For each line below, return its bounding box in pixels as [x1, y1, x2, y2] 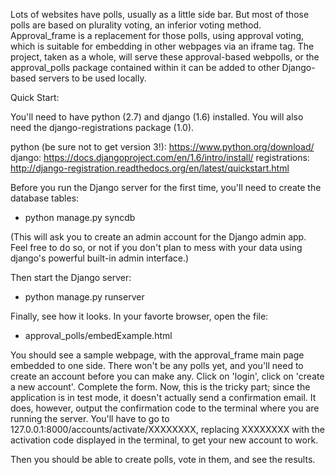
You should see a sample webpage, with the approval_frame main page [10, 349, 305, 361]
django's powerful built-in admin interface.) [10, 252, 190, 264]
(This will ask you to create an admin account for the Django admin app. [10, 231, 307, 243]
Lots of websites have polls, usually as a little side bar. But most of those [10, 9, 310, 20]
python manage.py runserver [24, 291, 145, 303]
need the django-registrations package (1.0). [10, 122, 195, 133]
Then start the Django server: [10, 272, 132, 283]
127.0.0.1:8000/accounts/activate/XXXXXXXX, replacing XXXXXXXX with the [10, 424, 325, 435]
